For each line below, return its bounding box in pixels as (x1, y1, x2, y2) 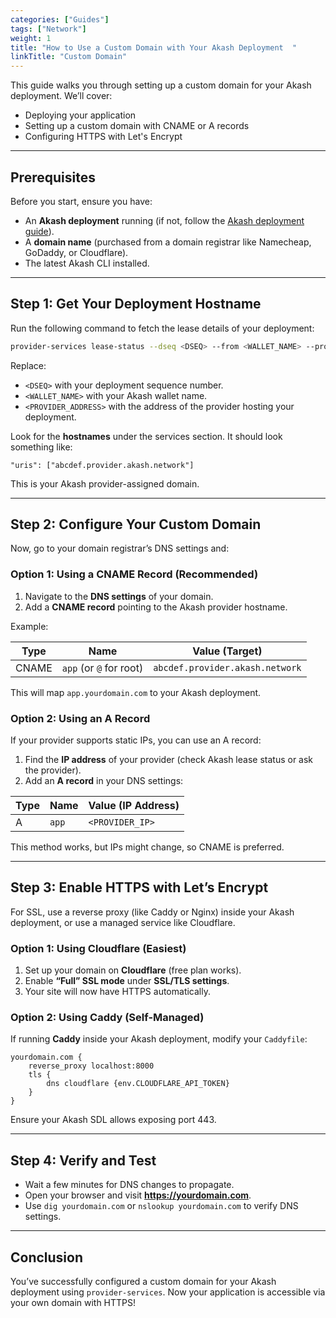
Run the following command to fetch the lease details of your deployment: (10, 322, 315, 334)
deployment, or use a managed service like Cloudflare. (10, 916, 236, 928)
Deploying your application (24, 109, 137, 121)
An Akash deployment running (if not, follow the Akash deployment (24, 214, 305, 226)
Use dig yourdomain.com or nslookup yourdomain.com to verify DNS (24, 1200, 299, 1212)
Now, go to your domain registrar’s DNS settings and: (10, 542, 230, 555)
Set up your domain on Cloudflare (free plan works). (24, 964, 242, 976)
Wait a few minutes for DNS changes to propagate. (24, 1179, 235, 1191)
